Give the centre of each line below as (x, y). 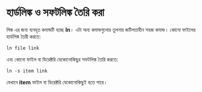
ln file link (23, 48)
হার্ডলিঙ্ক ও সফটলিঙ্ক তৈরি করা (56, 12)
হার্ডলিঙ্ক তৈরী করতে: (23, 37)
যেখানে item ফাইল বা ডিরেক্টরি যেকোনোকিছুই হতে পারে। (57, 82)
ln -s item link (27, 71)
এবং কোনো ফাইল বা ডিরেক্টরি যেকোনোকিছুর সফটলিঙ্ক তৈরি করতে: (62, 59)
